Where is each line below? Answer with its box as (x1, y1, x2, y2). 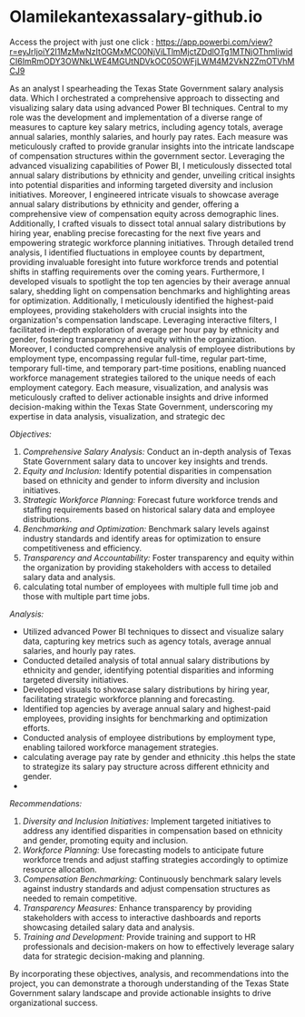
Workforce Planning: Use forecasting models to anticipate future (22, 844, 264, 855)
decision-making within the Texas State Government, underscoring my (9, 401, 274, 412)
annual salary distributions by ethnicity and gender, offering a (9, 198, 240, 210)
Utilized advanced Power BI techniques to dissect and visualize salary (22, 626, 284, 637)
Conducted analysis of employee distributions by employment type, (22, 732, 276, 743)
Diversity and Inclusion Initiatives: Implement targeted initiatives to (22, 815, 271, 826)
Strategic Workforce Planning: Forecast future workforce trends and (22, 494, 279, 505)
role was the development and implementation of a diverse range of (9, 112, 263, 123)
